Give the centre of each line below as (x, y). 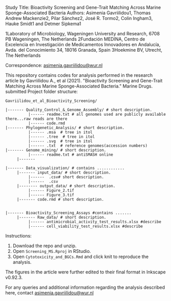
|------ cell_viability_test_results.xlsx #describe (85, 226)
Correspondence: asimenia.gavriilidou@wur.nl (54, 65)
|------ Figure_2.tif (51, 190)
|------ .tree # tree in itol (61, 137)
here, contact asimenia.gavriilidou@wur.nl (49, 293)
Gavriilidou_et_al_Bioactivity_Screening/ (51, 101)
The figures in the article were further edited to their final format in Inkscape (85, 272)
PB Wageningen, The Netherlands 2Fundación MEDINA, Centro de (75, 39)
